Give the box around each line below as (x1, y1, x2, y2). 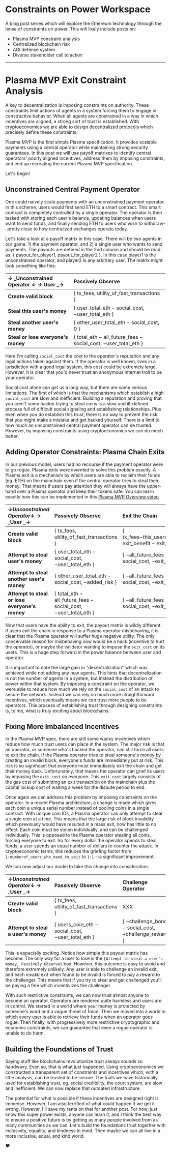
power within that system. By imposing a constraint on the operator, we (5, 681, 155, 687)
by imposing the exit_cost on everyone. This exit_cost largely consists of (5, 774, 161, 780)
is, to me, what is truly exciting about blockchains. (5, 707, 110, 714)
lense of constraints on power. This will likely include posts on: (5, 25, 136, 32)
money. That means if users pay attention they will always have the (5, 483, 146, 489)
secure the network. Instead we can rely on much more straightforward (5, 691, 155, 697)
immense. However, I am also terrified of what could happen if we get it (5, 1101, 155, 1107)
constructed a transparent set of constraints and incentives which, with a (5, 1069, 159, 1075)
